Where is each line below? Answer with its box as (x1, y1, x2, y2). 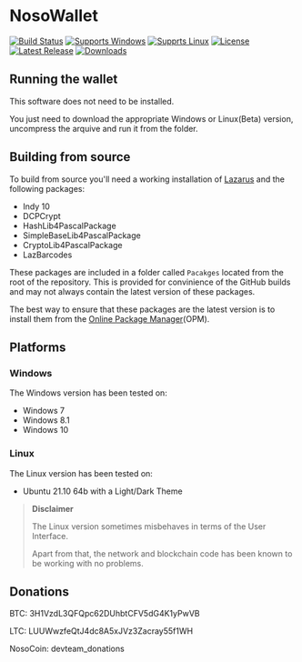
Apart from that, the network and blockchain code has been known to (31, 547, 293, 559)
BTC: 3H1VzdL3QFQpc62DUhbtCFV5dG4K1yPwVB (9, 608, 200, 619)
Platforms (9, 339, 66, 355)
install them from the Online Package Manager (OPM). (9, 313, 210, 324)
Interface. (31, 530, 68, 541)
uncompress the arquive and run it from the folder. (9, 123, 198, 134)
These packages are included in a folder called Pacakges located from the (9, 266, 285, 277)
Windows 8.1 (22, 415, 70, 426)
